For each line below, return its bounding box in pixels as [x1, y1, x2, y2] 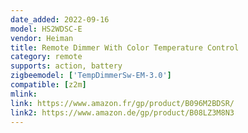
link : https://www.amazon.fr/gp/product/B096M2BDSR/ [10, 98, 235, 108]
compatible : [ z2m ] [10, 80, 87, 90]
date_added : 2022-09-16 [10, 14, 110, 25]
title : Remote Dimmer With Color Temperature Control [10, 42, 240, 53]
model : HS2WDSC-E [10, 24, 83, 34]
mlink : [10, 89, 38, 99]
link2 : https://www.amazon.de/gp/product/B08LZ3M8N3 [10, 107, 235, 118]
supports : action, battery [10, 61, 123, 71]
